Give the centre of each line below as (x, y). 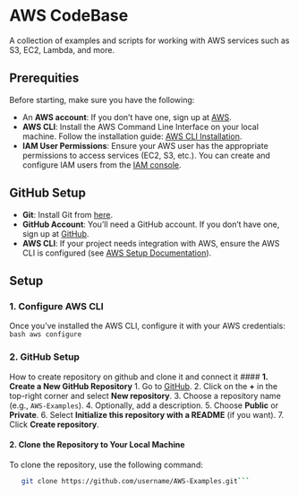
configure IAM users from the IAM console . (102, 165)
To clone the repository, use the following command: (106, 465)
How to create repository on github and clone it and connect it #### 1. (139, 377)
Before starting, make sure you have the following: (102, 100)
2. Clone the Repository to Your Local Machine (97, 445)
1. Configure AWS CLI (57, 306)
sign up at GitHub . (55, 233)
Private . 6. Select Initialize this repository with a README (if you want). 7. (147, 414)
